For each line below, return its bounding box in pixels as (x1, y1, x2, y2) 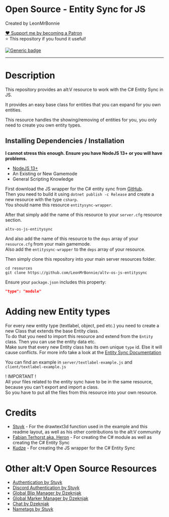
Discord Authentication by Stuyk (12, 485, 79, 491)
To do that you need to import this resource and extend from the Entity (5, 333, 153, 339)
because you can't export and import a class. (5, 384, 99, 390)
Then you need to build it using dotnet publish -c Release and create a (5, 191, 154, 197)
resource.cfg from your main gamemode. (5, 241, 92, 247)
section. (5, 217, 22, 223)
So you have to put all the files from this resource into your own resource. (5, 389, 157, 395)
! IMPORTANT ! (5, 373, 37, 379)
